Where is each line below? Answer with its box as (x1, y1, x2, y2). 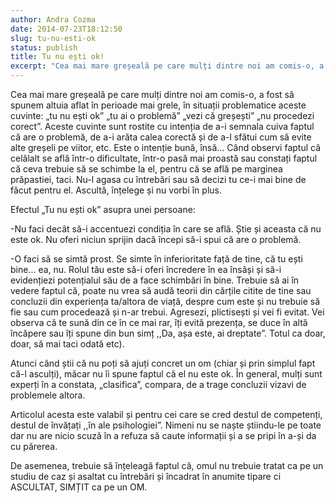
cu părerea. (10, 441, 58, 452)
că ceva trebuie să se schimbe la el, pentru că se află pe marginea (10, 163, 283, 175)
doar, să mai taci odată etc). (10, 338, 125, 350)
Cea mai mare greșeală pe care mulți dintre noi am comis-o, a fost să (10, 89, 295, 100)
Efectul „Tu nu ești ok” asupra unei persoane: (10, 204, 196, 215)
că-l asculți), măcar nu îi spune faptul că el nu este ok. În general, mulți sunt (10, 368, 323, 380)
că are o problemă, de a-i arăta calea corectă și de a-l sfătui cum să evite (10, 131, 312, 143)
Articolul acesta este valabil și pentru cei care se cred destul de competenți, (10, 409, 323, 420)
